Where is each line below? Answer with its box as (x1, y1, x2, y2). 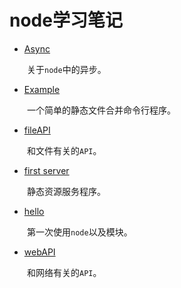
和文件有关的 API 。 (27, 144, 102, 156)
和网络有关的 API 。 (27, 266, 102, 278)
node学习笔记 (9, 9, 123, 32)
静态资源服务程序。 (27, 185, 106, 197)
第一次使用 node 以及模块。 (27, 226, 133, 238)
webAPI (23, 246, 56, 258)
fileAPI (23, 124, 51, 136)
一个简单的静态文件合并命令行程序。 (27, 104, 176, 116)
